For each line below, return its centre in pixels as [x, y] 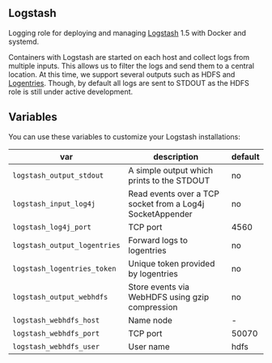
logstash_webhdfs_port [56, 333]
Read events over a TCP [174, 194]
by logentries [153, 273]
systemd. [24, 41]
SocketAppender [160, 214]
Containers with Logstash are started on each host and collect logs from [129, 57]
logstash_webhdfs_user [56, 346]
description [176, 156]
